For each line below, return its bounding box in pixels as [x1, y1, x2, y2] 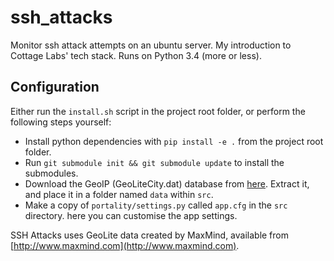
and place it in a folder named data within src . [24, 188, 214, 200]
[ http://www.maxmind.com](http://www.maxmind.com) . [10, 239, 240, 251]
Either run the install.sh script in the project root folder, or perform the [10, 105, 306, 117]
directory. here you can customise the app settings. [24, 209, 238, 221]
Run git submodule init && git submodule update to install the [24, 156, 285, 168]
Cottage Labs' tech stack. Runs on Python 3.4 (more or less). [10, 49, 262, 61]
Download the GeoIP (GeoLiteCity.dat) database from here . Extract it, [24, 177, 310, 190]
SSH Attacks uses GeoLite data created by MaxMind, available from [10, 229, 289, 241]
